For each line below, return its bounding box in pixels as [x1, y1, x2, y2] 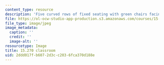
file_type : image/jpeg [5, 21, 51, 26]
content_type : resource [5, 7, 54, 12]
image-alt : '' [9, 39, 38, 44]
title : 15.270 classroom [5, 48, 56, 53]
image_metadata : [5, 25, 38, 30]
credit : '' [9, 35, 32, 40]
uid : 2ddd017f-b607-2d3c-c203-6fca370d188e [5, 52, 95, 58]
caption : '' [9, 30, 34, 35]
